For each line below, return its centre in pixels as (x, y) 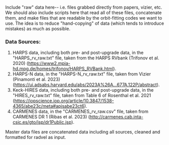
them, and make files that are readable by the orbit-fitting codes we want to (84, 18)
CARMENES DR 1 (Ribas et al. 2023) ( (51, 117)
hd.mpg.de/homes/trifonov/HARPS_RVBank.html (63, 69)
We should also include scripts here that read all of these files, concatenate (83, 13)
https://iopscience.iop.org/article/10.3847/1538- (64, 101)
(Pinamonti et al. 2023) (36, 80)
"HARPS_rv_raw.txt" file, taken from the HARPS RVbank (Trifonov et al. (86, 58)
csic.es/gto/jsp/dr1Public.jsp (42, 122)
